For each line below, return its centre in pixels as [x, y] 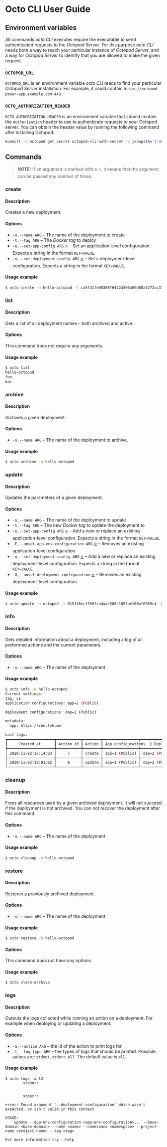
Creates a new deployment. [33, 212]
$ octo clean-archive [28, 983]
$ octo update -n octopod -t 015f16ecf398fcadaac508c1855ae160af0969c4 [81, 604]
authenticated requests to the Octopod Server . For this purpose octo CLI [79, 45]
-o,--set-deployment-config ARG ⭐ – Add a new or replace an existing [84, 556]
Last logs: [16, 735]
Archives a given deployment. [36, 417]
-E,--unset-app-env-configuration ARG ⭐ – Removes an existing [78, 544]
